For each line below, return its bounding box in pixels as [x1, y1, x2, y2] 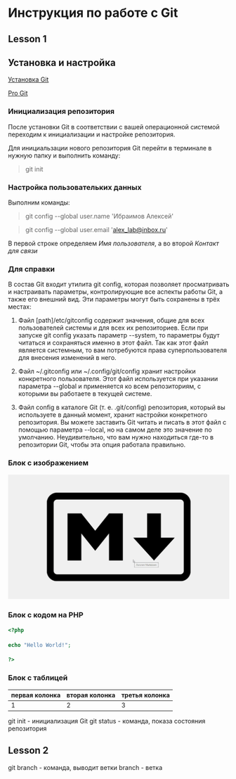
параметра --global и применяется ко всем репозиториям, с [18, 382, 202, 391]
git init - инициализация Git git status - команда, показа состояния [8, 716, 206, 725]
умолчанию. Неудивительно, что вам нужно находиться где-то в [18, 433, 214, 442]
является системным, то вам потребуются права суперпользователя [18, 346, 228, 354]
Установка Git [8, 75, 49, 84]
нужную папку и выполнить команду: [8, 151, 121, 160]
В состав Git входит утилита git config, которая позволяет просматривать [8, 280, 230, 289]
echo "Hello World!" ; [8, 641, 72, 648]
